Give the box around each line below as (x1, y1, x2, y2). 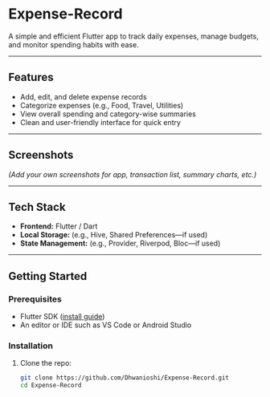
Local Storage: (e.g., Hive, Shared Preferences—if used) (19, 230, 208, 240)
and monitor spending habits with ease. (8, 39, 139, 49)
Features (8, 71, 54, 84)
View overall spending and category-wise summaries (19, 109, 197, 119)
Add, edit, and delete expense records (19, 91, 147, 101)
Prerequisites (8, 294, 62, 305)
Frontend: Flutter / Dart (19, 221, 98, 231)
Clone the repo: (19, 359, 72, 368)
